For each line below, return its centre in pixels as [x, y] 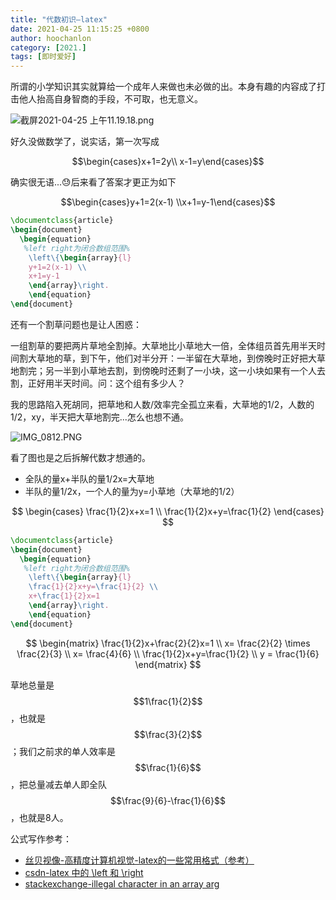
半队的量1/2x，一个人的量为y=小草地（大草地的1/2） [132, 491]
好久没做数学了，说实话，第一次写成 [85, 142]
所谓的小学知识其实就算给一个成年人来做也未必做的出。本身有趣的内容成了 [163, 87]
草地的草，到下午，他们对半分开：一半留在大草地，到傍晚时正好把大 [176, 358]
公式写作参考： [41, 838]
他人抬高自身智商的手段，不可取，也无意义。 [110, 99]
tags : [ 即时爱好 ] [43, 57]
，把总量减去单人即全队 [58, 784]
